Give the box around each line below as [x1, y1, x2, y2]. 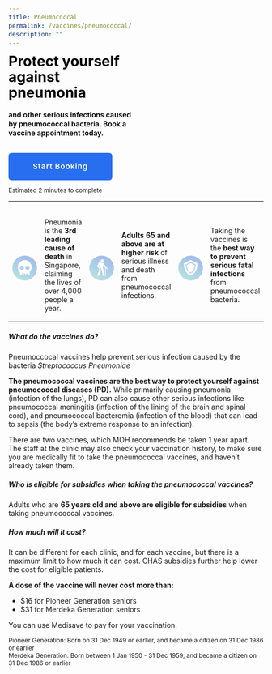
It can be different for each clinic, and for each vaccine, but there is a [8, 547, 239, 557]
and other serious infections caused [8, 109, 132, 119]
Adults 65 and [121, 230, 171, 240]
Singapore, [44, 260, 81, 271]
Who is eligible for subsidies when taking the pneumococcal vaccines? [8, 479, 253, 489]
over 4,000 [44, 286, 83, 296]
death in [44, 252, 73, 262]
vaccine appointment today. [8, 128, 104, 138]
